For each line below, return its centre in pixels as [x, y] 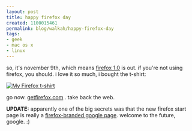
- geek [14, 39]
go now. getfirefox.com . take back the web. [61, 97]
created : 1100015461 [32, 23]
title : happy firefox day [38, 17]
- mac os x [20, 45]
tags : [13, 34]
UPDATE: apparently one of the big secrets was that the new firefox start [96, 109]
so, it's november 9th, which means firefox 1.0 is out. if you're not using [94, 68]
